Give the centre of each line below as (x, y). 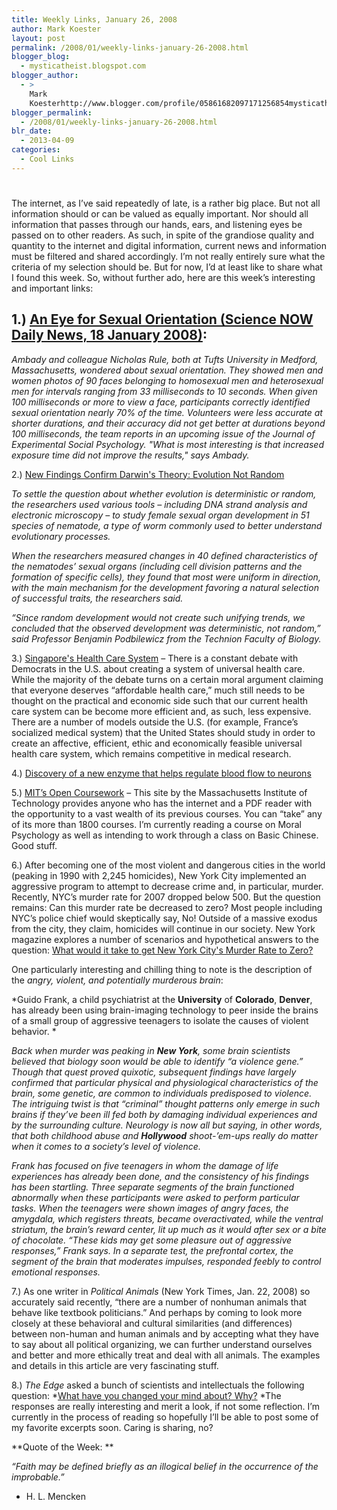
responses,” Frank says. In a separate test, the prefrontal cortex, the (152, 1250)
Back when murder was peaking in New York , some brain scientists (151, 1050)
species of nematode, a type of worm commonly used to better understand (167, 525)
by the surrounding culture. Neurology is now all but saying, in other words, (167, 1125)
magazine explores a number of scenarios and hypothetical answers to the (165, 939)
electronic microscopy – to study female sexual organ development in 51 (160, 515)
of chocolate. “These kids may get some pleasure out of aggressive (152, 1240)
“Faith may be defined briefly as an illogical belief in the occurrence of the (165, 1466)
